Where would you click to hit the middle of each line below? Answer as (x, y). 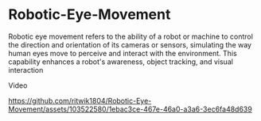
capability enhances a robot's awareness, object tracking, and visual (121, 62)
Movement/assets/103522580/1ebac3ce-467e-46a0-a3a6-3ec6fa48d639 (130, 109)
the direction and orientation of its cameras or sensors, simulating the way (130, 44)
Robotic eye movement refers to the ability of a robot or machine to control (130, 36)
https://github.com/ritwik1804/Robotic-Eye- (80, 100)
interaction (26, 70)
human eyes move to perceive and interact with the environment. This (123, 53)
